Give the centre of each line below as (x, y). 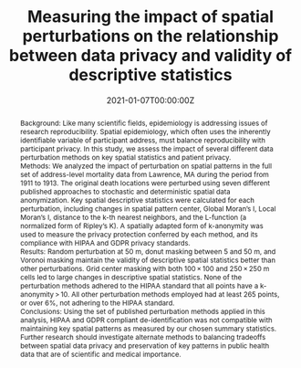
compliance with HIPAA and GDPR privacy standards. (105, 242)
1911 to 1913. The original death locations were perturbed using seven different (145, 183)
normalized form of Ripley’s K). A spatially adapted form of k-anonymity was (141, 226)
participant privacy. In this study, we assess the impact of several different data (146, 148)
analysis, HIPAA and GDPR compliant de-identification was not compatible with (146, 320)
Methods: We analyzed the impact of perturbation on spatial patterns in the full (146, 166)
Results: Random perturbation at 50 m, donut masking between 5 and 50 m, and (148, 252)
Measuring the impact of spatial (150, 17)
